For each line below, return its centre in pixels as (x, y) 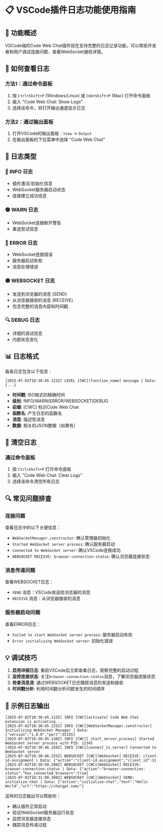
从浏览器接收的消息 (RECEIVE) (43, 300)
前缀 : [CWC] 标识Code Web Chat (46, 407)
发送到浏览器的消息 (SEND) (39, 294)
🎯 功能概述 (21, 33)
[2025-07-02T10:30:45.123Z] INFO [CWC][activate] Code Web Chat (72, 717)
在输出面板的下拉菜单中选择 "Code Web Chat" (58, 139)
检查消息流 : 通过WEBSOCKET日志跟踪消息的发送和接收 (68, 683)
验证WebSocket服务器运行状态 (43, 813)
